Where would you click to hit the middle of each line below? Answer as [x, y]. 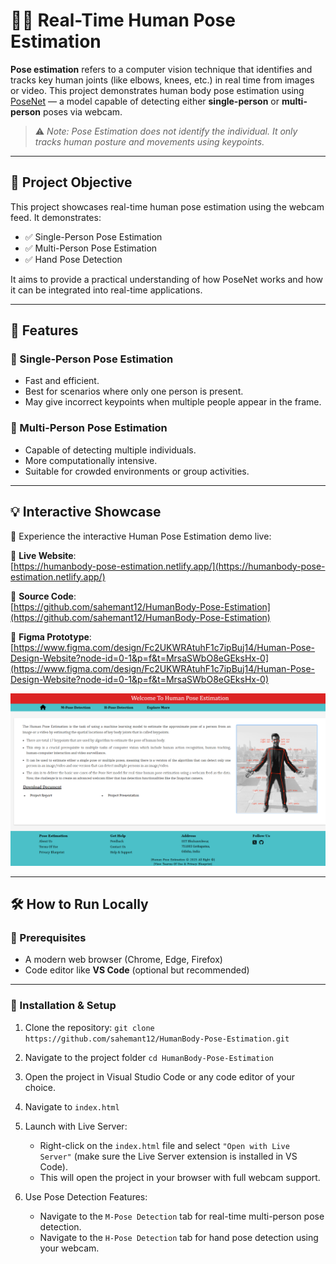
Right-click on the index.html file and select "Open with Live [164, 1145]
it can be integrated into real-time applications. [106, 290]
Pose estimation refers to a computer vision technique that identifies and [161, 69]
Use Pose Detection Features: [86, 1196]
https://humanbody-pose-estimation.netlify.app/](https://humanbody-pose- [169, 566]
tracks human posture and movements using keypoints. [149, 141]
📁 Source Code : [43, 596]
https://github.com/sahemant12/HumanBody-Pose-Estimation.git [157, 1039]
